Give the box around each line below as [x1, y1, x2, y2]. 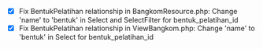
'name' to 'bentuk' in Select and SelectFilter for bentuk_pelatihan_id [18, 16, 239, 25]
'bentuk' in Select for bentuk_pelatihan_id [18, 33, 154, 42]
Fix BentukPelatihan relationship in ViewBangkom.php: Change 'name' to [18, 23, 255, 33]
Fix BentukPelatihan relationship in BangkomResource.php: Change [18, 7, 238, 16]
